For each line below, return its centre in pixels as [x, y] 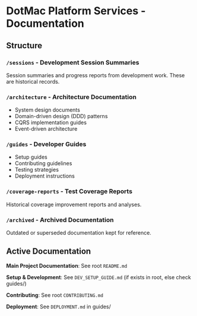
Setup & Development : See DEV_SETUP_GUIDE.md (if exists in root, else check [99, 277]
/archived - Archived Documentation [60, 220]
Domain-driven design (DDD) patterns [61, 116]
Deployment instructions [45, 176]
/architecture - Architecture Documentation [71, 97]
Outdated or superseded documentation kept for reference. [79, 233]
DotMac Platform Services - [76, 11]
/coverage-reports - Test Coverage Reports [69, 191]
